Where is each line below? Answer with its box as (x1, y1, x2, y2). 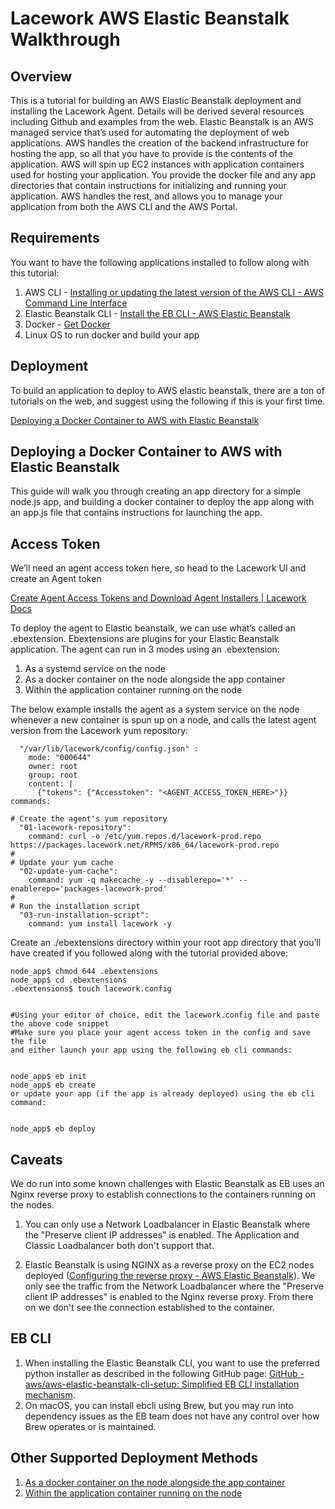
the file (10, 1037, 47, 1047)
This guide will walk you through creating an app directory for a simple (10, 485, 302, 497)
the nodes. (10, 1199, 55, 1211)
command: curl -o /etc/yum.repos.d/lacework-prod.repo (28, 832, 262, 842)
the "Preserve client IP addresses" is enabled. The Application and (24, 1229, 300, 1241)
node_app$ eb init (10, 1072, 87, 1082)
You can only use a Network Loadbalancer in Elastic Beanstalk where (24, 1218, 311, 1231)
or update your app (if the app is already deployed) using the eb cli (10, 1089, 315, 1099)
